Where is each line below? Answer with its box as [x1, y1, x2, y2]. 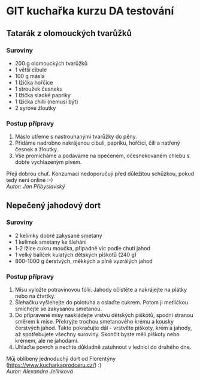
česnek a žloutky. [14, 146, 59, 153]
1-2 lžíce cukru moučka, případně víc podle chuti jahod [14, 244, 151, 252]
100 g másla [14, 72, 45, 79]
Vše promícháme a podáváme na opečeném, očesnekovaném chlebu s [14, 152, 190, 160]
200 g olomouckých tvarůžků [14, 59, 88, 67]
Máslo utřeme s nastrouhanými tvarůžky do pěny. [14, 133, 137, 140]
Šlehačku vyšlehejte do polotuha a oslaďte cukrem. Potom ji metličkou [14, 299, 189, 306]
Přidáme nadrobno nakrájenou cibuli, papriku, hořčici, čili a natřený [14, 139, 181, 146]
